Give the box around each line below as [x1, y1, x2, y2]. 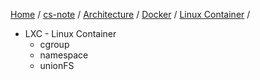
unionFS [39, 60, 75, 71]
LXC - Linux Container [24, 28, 117, 39]
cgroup [39, 39, 70, 50]
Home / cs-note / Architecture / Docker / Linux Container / [10, 9, 251, 20]
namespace [39, 49, 89, 61]
